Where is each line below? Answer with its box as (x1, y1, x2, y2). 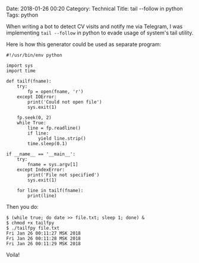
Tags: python (6, 11, 39, 18)
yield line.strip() (37, 136, 86, 142)
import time (6, 68, 36, 74)
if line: (27, 130, 49, 136)
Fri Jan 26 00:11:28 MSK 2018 (6, 236, 81, 242)
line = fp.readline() (27, 125, 81, 131)
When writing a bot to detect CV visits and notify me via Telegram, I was (6, 23, 183, 30)
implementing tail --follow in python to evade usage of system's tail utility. (6, 29, 194, 36)
